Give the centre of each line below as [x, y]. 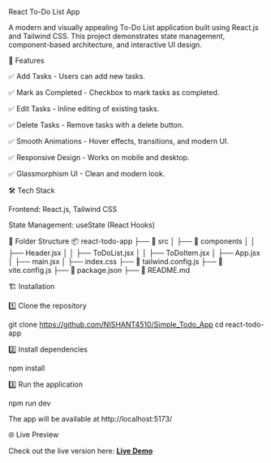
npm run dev [30, 403]
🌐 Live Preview [34, 435]
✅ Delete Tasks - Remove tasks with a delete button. [96, 125]
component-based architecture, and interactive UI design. [105, 45]
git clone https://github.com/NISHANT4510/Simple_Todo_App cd [116, 325]
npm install [27, 368]
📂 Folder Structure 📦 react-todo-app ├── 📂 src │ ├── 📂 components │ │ [132, 241]
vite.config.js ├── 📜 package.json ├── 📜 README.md [99, 270]
